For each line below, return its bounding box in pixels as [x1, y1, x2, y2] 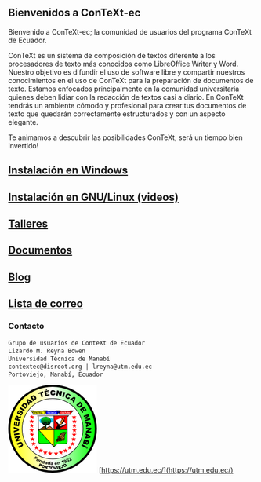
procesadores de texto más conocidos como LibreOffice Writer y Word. [8, 59, 239, 68]
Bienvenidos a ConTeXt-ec [8, 6, 141, 20]
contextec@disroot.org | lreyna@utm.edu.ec [8, 363, 153, 371]
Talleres [8, 217, 49, 230]
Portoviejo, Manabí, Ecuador [8, 371, 103, 379]
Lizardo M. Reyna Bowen [8, 347, 86, 356]
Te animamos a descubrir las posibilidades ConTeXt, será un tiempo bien [8, 133, 243, 142]
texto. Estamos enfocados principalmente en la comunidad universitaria [8, 84, 240, 93]
